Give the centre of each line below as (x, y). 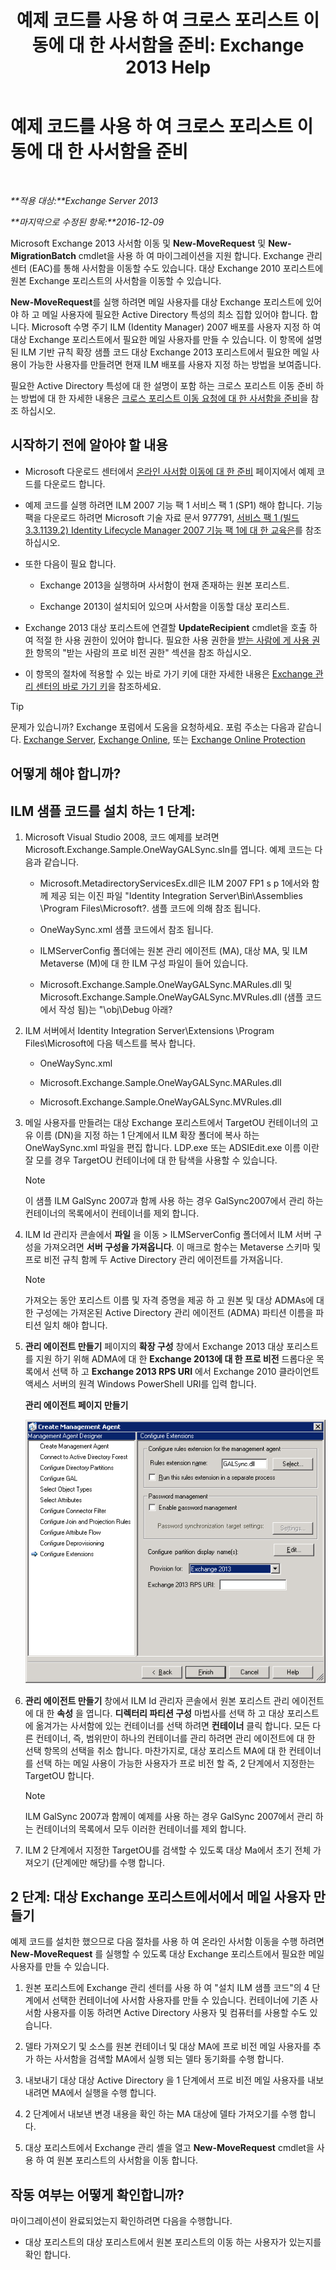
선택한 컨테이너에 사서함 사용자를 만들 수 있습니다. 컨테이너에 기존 (179, 2000)
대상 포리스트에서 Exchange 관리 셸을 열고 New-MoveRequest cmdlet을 (169, 2148)
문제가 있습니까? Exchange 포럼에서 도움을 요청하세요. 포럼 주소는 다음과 (153, 727)
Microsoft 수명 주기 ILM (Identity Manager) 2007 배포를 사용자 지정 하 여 (176, 327)
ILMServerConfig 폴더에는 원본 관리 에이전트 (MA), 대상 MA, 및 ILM (173, 950)
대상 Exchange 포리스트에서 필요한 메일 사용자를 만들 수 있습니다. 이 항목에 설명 (166, 339)
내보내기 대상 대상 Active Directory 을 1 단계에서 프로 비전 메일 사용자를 (165, 2080)
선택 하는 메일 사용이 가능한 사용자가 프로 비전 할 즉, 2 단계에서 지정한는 (175, 1763)
